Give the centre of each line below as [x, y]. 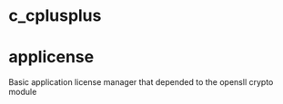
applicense [51, 57]
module [23, 92]
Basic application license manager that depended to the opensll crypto [141, 82]
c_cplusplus [55, 16]
